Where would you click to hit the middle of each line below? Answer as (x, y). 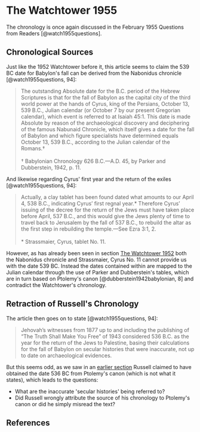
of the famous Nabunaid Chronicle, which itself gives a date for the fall (107, 129)
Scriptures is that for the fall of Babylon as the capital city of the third (106, 97)
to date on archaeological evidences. (66, 355)
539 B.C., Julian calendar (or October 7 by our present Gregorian (101, 110)
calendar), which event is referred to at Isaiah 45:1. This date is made (106, 116)
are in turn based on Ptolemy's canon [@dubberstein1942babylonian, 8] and (100, 279)
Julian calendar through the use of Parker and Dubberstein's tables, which (98, 272)
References (28, 423)
